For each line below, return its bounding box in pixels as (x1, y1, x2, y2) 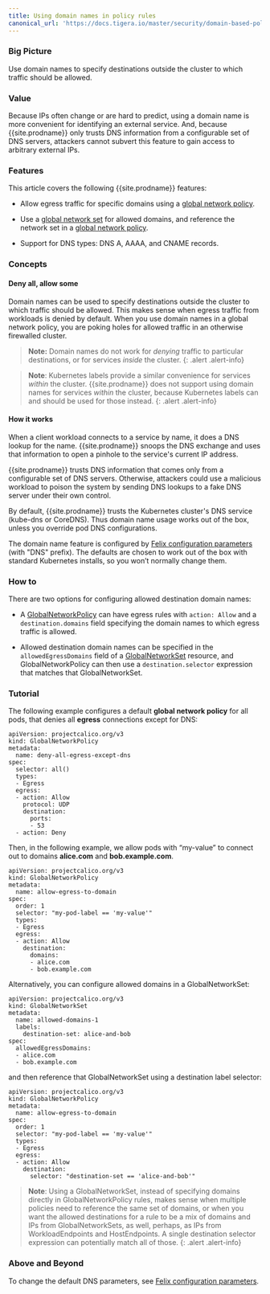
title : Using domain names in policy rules (8, 11, 157, 20)
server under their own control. (8, 490, 112, 500)
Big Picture (8, 46, 52, 57)
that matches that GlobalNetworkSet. (19, 668, 143, 678)
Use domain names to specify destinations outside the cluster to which (8, 63, 243, 73)
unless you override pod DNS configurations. (8, 523, 158, 533)
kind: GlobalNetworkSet (8, 1002, 88, 1010)
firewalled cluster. (8, 330, 67, 340)
